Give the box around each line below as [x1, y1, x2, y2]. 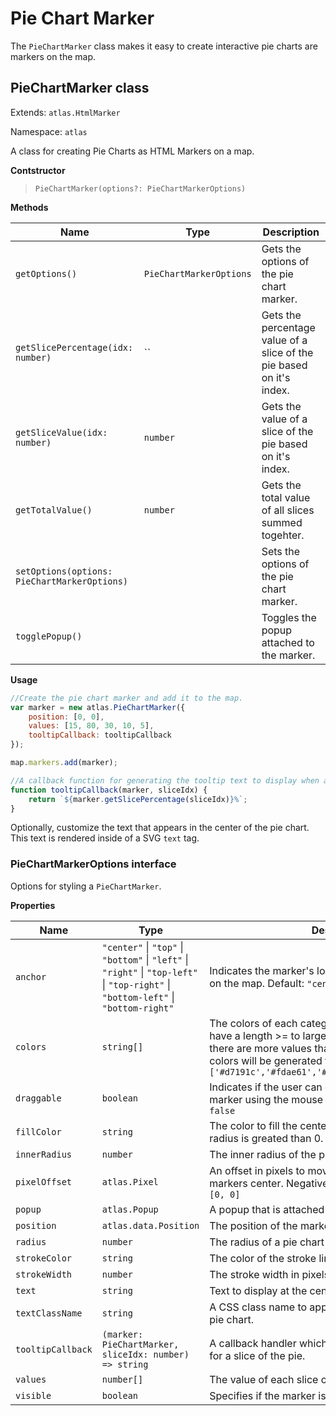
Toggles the [261, 610, 317, 624]
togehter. [261, 528, 305, 542]
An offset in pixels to [209, 1163, 306, 1177]
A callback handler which [209, 1336, 328, 1350]
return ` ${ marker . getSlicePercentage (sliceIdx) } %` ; [28, 794, 248, 804]
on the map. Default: [209, 976, 305, 990]
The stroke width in [209, 1267, 300, 1281]
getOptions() [15, 268, 78, 279]
